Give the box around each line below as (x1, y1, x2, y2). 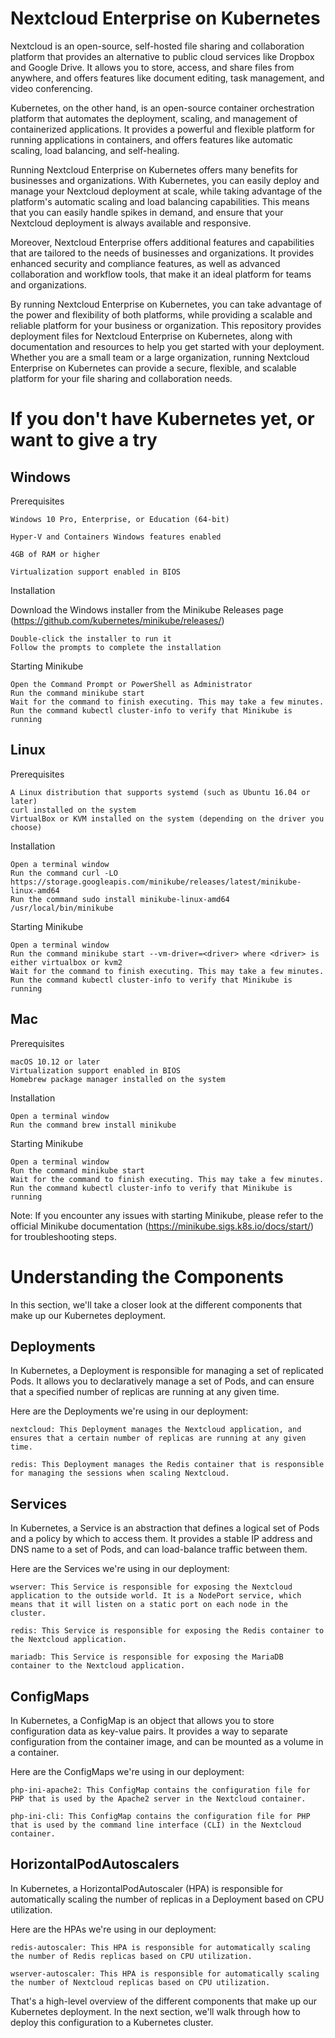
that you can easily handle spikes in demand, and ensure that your (10, 206, 284, 218)
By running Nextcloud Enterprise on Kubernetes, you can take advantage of (10, 298, 323, 310)
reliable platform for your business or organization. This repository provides (10, 319, 322, 331)
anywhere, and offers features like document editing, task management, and (10, 72, 325, 84)
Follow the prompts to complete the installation (10, 642, 222, 652)
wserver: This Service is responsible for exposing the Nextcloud (10, 1582, 293, 1592)
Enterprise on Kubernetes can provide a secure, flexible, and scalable (10, 362, 297, 374)
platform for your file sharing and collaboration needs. (10, 372, 233, 384)
